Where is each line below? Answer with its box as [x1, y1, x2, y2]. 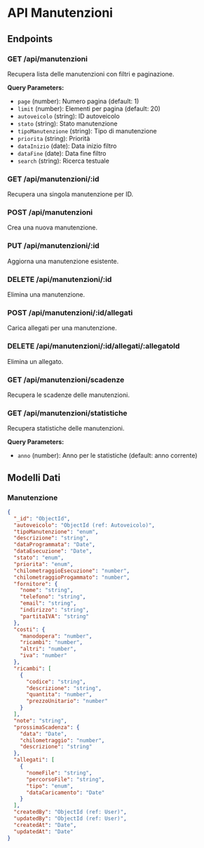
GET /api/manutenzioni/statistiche [7, 408, 128, 418]
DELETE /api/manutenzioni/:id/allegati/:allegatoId [7, 342, 180, 351]
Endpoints [7, 33, 53, 45]
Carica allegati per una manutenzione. [7, 324, 117, 332]
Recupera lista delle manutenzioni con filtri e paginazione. [7, 69, 175, 78]
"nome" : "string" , [20, 587, 74, 594]
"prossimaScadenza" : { [13, 724, 80, 731]
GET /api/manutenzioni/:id [7, 174, 100, 184]
